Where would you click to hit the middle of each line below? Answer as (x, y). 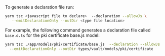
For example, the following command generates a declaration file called (78, 30)
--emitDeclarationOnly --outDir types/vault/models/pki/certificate (82, 49)
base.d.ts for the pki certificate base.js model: (52, 35)
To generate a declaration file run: (40, 7)
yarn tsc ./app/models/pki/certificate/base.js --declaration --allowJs (83, 44)
